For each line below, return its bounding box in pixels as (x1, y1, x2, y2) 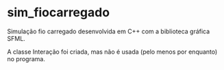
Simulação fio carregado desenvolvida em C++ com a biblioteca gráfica (7, 27, 210, 35)
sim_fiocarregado (7, 5, 110, 20)
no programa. (7, 54, 46, 63)
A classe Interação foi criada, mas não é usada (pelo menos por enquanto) (7, 48, 218, 56)
